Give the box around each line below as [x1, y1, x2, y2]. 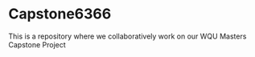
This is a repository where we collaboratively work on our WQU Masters [8, 31, 247, 41]
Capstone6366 [8, 5, 112, 23]
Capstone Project [8, 39, 66, 49]
